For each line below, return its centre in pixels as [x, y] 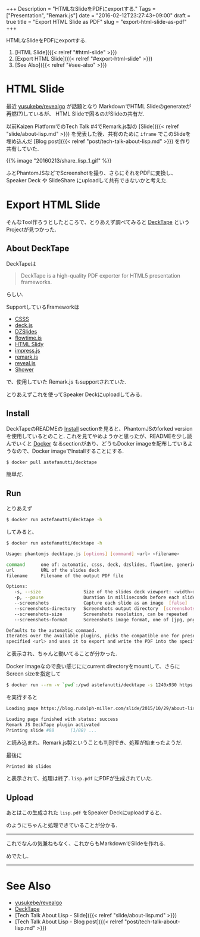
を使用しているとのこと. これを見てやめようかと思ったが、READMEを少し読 [99, 436]
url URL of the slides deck [53, 570]
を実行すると [22, 697]
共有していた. [23, 148]
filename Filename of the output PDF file [65, 576]
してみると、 [22, 532]
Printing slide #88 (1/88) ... [51, 730]
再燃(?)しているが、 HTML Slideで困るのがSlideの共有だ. [75, 113]
